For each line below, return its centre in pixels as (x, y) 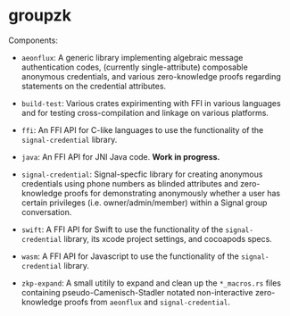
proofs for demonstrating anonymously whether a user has (173, 193)
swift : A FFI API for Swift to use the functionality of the (122, 229)
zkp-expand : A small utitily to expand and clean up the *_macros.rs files (151, 283)
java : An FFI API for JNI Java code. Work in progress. (120, 156)
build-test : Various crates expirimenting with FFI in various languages (151, 103)
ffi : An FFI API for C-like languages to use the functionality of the (142, 129)
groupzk (40, 16)
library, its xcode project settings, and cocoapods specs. (168, 238)
